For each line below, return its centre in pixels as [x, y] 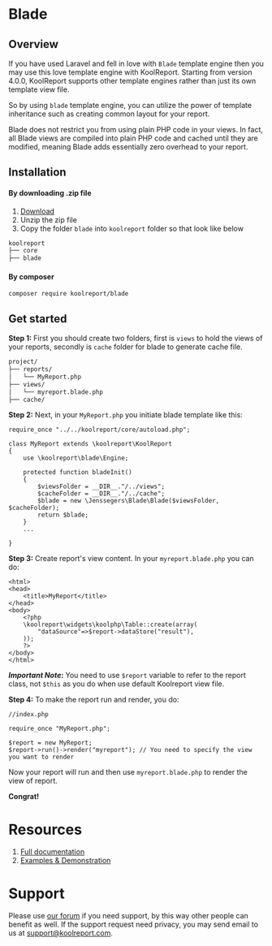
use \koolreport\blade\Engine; [76, 458]
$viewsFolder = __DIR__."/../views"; [101, 487]
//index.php [28, 715]
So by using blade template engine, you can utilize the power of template [130, 105]
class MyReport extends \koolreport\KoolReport [91, 444]
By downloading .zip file [50, 192]
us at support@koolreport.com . [61, 933]
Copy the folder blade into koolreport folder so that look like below [132, 228]
